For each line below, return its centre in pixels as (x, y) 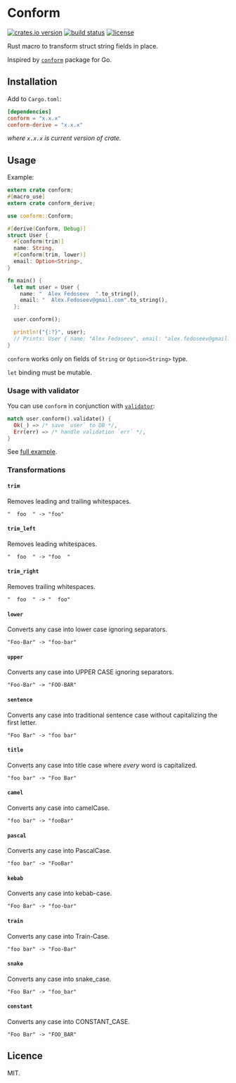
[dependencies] (29, 112)
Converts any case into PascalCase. (59, 851)
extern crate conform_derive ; (52, 203)
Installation (32, 82)
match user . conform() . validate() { (59, 419)
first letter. (22, 722)
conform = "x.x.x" (34, 118)
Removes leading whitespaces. (52, 544)
